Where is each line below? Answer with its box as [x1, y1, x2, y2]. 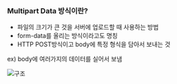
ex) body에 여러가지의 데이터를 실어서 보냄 [7, 55, 123, 63]
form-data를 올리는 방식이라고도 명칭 [17, 32, 118, 40]
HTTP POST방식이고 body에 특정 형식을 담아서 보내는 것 [17, 40, 171, 49]
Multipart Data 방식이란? [7, 6, 88, 15]
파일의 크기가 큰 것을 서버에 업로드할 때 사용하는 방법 [17, 23, 159, 32]
